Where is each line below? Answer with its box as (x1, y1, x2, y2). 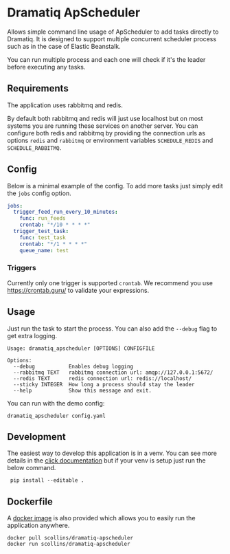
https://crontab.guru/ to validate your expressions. (7, 286, 150, 294)
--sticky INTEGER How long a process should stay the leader (13, 381, 195, 388)
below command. (7, 464, 56, 472)
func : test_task (19, 234, 67, 241)
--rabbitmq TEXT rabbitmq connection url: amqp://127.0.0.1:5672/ (13, 369, 214, 376)
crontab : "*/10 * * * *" (19, 221, 91, 228)
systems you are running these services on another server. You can (7, 122, 198, 130)
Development (7, 431, 67, 443)
